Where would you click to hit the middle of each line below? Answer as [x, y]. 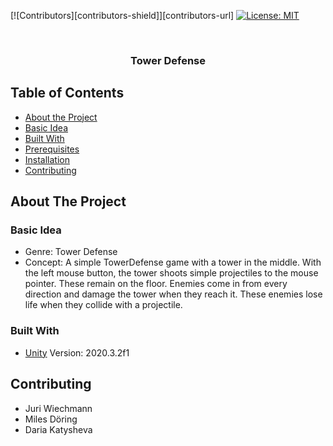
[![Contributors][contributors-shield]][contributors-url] [122, 15]
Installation [47, 159]
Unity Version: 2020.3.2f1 [77, 352]
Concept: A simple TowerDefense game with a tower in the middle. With [173, 262]
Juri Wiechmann [58, 408]
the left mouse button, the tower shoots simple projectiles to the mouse [171, 273]
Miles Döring [51, 419]
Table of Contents [67, 93]
